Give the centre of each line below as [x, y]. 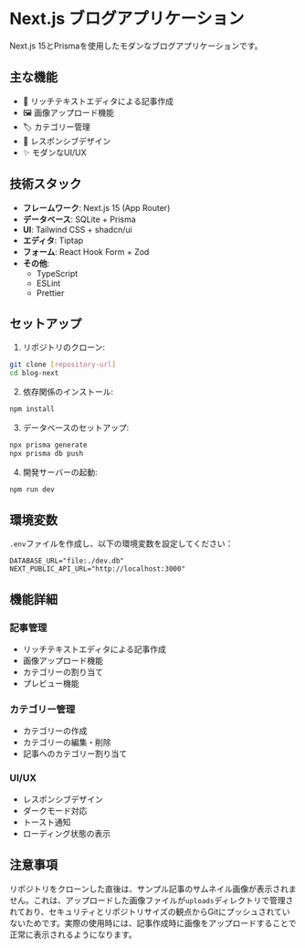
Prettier [50, 292]
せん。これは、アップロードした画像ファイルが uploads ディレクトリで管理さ [152, 900]
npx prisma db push [47, 453]
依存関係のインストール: [68, 392]
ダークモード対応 [55, 810]
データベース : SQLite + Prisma [79, 219]
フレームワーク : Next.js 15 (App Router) [96, 207]
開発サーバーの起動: [60, 472]
